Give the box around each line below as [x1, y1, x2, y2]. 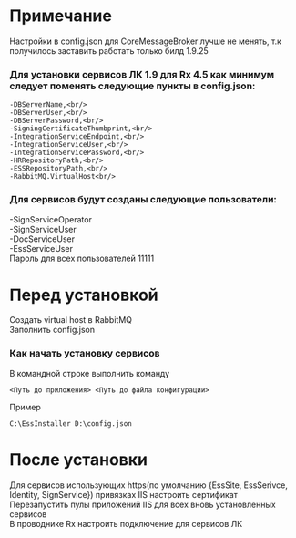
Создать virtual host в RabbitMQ [9, 315, 132, 326]
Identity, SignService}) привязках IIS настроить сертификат [9, 489, 239, 500]
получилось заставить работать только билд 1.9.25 [9, 45, 209, 56]
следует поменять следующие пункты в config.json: [9, 79, 256, 92]
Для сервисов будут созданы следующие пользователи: [9, 193, 278, 206]
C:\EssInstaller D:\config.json [9, 419, 132, 429]
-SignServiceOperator [9, 213, 93, 224]
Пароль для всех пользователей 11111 [9, 253, 155, 264]
